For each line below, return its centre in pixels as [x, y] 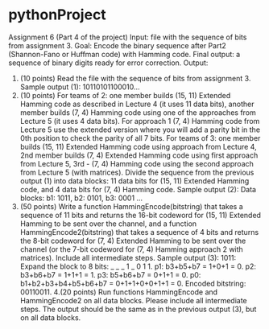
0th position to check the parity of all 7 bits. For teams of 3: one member [140, 138]
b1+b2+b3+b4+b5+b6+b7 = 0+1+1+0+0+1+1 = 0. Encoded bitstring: [133, 283]
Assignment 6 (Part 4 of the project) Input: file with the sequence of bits [128, 37]
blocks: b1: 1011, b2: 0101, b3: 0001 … [81, 198]
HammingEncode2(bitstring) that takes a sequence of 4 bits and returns [139, 232]
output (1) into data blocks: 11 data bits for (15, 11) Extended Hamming [134, 181]
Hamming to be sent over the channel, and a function [108, 224]
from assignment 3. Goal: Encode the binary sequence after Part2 [118, 45]
